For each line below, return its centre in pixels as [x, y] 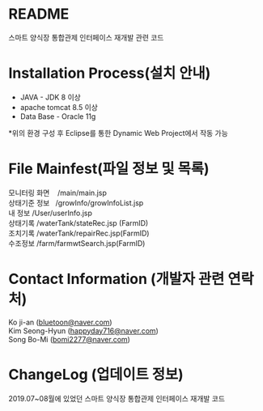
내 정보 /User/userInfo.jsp [51, 213]
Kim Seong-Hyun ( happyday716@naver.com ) [84, 330]
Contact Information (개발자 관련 [117, 279]
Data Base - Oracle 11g [58, 116]
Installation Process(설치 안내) [110, 73]
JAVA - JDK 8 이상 [50, 97]
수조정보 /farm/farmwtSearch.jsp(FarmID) [77, 243]
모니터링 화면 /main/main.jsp [58, 193]
